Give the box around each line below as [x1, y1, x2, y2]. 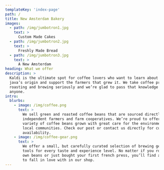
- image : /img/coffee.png [14, 103, 67, 108]
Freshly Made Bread [18, 48, 58, 53]
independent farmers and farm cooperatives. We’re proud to [22, 116, 147, 121]
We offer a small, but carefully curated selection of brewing [22, 144, 154, 149]
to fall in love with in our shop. [22, 157, 95, 162]
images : [5, 21, 21, 26]
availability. [22, 130, 51, 135]
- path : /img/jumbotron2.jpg [9, 39, 69, 44]
